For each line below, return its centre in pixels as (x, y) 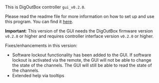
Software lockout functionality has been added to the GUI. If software (82, 55)
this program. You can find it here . (39, 22)
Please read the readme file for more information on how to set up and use (80, 16)
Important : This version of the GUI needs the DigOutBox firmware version (79, 31)
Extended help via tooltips (38, 75)
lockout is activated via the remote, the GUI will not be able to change (82, 60)
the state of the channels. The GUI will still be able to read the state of (82, 65)
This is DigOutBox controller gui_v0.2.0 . (45, 7)
